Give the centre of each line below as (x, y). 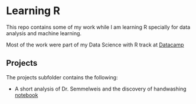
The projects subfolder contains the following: (62, 77)
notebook (26, 95)
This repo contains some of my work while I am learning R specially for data (98, 27)
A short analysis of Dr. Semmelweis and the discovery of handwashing (101, 89)
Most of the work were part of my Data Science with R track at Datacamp (95, 45)
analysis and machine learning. (44, 33)
